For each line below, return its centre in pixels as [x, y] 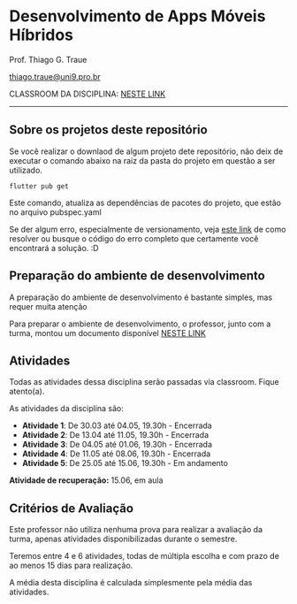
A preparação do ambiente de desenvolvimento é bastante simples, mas [141, 297]
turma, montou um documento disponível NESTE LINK [107, 333]
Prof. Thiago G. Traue [48, 59]
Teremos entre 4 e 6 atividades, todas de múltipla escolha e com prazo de [145, 556]
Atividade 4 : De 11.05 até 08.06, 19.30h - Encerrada [116, 454]
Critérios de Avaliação [72, 508]
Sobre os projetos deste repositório [108, 130]
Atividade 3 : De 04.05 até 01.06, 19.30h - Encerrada [117, 445]
